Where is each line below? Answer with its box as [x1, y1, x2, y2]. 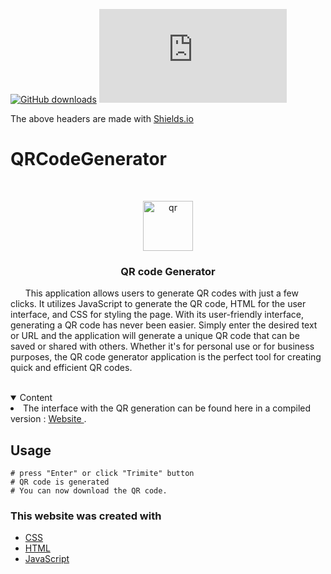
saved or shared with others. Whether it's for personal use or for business [10, 340, 315, 353]
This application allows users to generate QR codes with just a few [24, 287, 299, 299]
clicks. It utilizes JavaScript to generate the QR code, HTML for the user [10, 298, 307, 310]
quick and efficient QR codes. [10, 362, 133, 374]
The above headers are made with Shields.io [10, 113, 194, 124]
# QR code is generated [10, 477, 110, 488]
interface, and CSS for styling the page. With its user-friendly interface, [10, 309, 305, 321]
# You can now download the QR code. [10, 486, 168, 496]
